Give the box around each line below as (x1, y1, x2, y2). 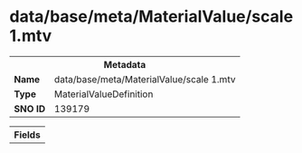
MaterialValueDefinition (53, 88, 154, 100)
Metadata (103, 58, 146, 71)
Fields (14, 129, 41, 141)
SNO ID (14, 102, 46, 115)
